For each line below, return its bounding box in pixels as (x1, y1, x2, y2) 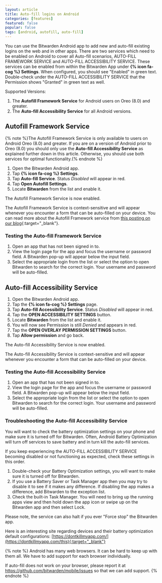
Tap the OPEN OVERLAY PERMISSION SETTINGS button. (12, 327, 127, 333)
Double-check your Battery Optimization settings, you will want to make (12, 468, 156, 474)
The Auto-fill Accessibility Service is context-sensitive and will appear (5, 351, 145, 357)
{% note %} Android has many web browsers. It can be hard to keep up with (5, 548, 158, 554)
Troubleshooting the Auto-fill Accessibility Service (5, 417, 128, 424)
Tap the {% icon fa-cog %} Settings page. (12, 301, 98, 307)
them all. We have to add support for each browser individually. (5, 553, 132, 559)
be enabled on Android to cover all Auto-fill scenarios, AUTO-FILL (5, 53, 137, 59)
